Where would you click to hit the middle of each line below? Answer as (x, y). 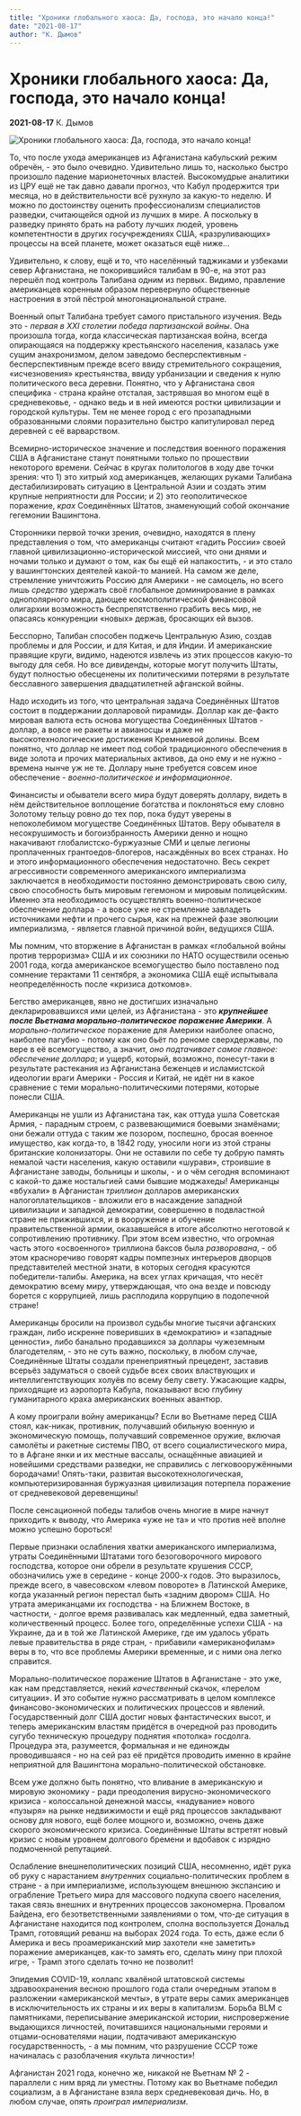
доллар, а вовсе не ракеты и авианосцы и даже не (107, 730)
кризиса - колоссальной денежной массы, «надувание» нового (132, 1802)
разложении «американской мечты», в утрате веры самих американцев (149, 1998)
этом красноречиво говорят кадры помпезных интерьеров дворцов (141, 1258)
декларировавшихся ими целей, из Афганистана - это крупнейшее (139, 1011)
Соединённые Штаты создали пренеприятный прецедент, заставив (139, 1361)
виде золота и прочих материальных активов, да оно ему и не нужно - (146, 758)
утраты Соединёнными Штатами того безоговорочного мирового (136, 1556)
